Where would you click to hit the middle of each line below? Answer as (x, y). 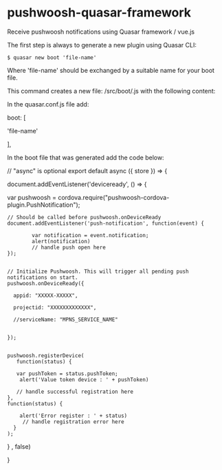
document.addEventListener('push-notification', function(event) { (106, 223)
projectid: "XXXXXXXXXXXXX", (55, 307)
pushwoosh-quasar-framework (99, 13)
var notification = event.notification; (90, 235)
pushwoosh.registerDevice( (46, 355)
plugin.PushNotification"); (44, 205)
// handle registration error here (74, 422)
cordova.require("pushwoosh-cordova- (114, 197)
